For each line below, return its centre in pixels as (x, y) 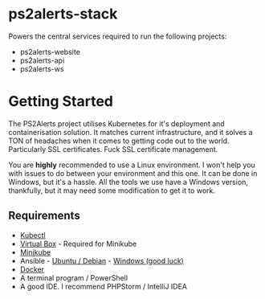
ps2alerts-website (50, 51)
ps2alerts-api (42, 60)
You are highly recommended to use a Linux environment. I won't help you (132, 165)
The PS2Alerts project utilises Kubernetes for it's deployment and (116, 123)
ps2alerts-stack (63, 14)
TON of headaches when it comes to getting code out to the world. (119, 141)
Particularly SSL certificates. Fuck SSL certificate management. (113, 149)
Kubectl (33, 235)
